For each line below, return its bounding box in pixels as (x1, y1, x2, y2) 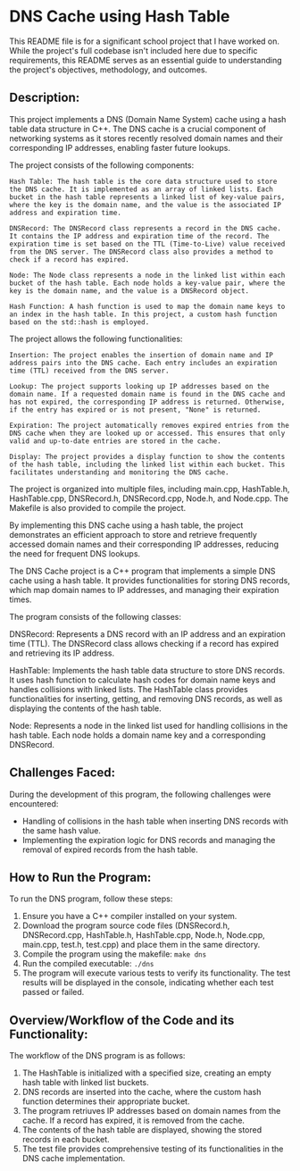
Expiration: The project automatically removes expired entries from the (9, 421, 290, 430)
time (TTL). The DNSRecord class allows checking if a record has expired (9, 638, 279, 648)
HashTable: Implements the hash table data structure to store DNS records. (9, 665, 286, 675)
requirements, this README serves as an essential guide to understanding (9, 54, 283, 65)
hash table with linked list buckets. (21, 1077, 149, 1088)
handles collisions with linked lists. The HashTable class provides (9, 683, 248, 694)
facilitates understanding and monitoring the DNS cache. (9, 467, 229, 477)
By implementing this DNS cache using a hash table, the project (9, 520, 244, 531)
